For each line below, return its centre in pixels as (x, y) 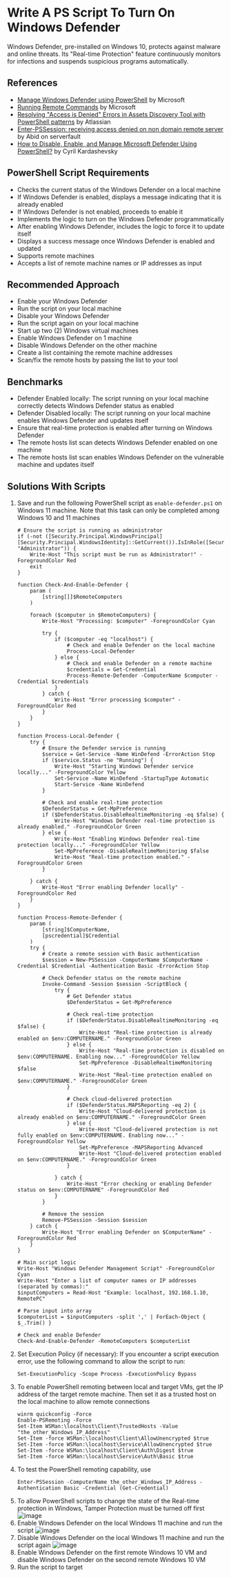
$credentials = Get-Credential (111, 669)
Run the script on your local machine (69, 308)
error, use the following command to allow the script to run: (101, 1361)
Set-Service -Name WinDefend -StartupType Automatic (131, 779)
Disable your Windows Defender (63, 316)
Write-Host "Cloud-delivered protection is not (149, 1129)
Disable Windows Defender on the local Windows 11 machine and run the (121, 1538)
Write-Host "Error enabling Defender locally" (110, 887)
